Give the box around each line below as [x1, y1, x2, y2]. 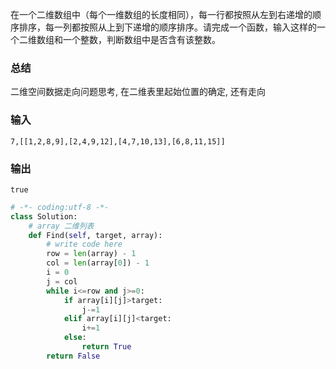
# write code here [46, 239, 123, 250]
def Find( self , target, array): [28, 230, 163, 240]
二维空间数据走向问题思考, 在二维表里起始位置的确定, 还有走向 [10, 86, 266, 98]
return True [81, 342, 132, 352]
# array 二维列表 [28, 221, 95, 231]
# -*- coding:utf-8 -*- [10, 202, 110, 212]
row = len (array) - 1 [46, 249, 137, 259]
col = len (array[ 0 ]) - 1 [46, 258, 150, 268]
